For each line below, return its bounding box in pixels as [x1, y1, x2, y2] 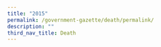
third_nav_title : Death [7, 29, 77, 37]
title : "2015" [7, 10, 49, 17]
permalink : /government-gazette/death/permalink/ [7, 17, 155, 23]
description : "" [7, 23, 54, 30]
